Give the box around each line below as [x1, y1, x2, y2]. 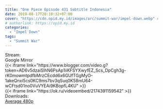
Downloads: [5, 93, 29, 99]
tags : [5, 34, 16, 39]
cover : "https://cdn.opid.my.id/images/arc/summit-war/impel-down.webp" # [5, 16, 160, 21]
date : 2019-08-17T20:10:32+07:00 [5, 12, 73, 16]
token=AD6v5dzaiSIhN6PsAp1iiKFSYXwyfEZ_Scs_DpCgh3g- [5, 67, 126, 73]
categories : [5, 25, 29, 30]
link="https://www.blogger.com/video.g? [26, 62, 108, 68]
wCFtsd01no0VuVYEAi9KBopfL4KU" [5, 83, 79, 89]
